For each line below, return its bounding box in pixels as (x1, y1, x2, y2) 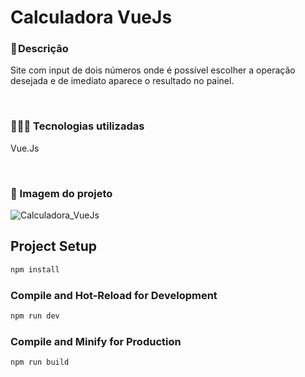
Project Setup (10, 238, 98, 255)
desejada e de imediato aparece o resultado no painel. (10, 75, 235, 87)
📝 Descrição (10, 42, 69, 56)
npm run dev (10, 311, 60, 321)
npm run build (10, 357, 70, 368)
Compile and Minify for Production (10, 334, 182, 348)
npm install (10, 264, 60, 275)
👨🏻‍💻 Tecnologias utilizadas (10, 119, 145, 133)
